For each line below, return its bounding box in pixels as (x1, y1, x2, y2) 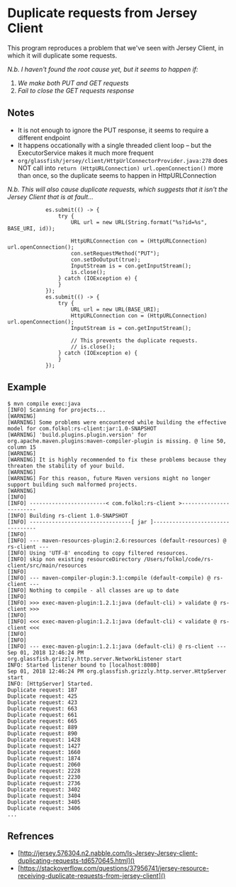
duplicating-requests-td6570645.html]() (17, 856, 135, 865)
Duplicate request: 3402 (7, 786, 81, 793)
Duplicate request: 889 (7, 723, 78, 731)
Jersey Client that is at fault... (7, 192, 94, 201)
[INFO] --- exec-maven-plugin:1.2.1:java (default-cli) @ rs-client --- (7, 642, 227, 650)
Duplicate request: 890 (7, 730, 78, 737)
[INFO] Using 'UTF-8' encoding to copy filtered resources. (7, 549, 189, 556)
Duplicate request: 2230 (7, 773, 81, 780)
